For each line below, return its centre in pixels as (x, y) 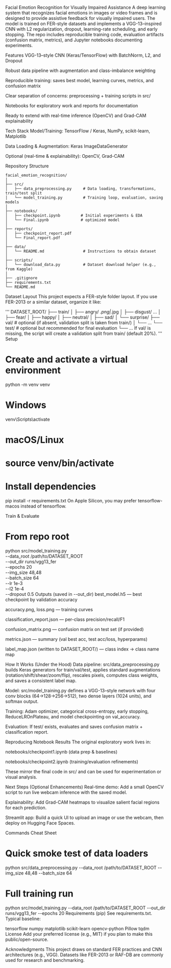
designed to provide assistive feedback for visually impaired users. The (80, 18)
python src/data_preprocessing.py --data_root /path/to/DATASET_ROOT (81, 868)
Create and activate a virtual (67, 360)
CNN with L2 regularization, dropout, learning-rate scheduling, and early (81, 29)
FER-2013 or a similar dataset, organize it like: (53, 302)
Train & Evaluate (22, 516)
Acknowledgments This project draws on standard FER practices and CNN (84, 949)
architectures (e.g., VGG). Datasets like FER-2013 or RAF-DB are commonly (84, 955)
